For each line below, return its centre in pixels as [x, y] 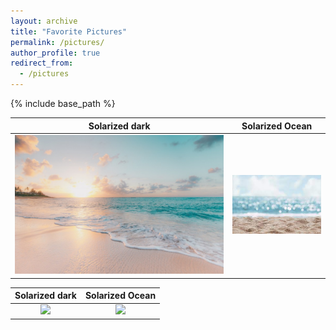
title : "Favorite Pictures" [69, 31]
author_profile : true [55, 53]
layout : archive [44, 21]
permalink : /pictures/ [57, 42]
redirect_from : [42, 63]
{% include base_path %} [63, 103]
